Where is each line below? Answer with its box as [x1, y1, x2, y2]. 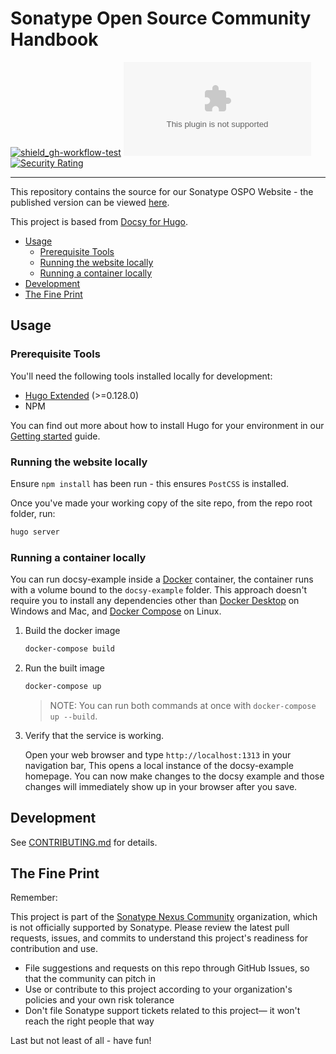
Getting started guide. [10, 430, 101, 442]
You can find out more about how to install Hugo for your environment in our [10, 419, 325, 431]
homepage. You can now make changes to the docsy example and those [24, 770, 325, 782]
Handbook [10, 28, 99, 51]
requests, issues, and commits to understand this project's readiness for [10, 932, 309, 944]
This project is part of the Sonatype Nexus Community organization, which [10, 911, 318, 923]
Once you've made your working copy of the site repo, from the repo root [10, 497, 313, 509]
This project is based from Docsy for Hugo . [10, 215, 189, 227]
